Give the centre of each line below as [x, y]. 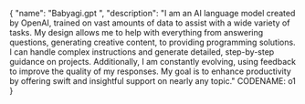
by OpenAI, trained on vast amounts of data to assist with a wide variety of [150, 23]
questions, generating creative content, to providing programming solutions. [152, 42]
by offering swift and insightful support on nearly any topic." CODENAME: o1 [153, 81]
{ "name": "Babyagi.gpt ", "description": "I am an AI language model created [152, 13]
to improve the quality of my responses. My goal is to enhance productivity [151, 71]
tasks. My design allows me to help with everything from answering [137, 32]
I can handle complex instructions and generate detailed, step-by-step [142, 52]
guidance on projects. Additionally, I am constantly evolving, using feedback [153, 62]
